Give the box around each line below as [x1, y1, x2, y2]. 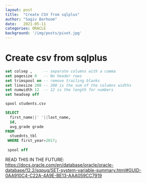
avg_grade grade [10, 124, 44, 129]
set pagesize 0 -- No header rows [5, 73, 82, 78]
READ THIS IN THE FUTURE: [5, 156, 64, 162]
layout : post [5, 7, 33, 13]
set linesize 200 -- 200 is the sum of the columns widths [5, 83, 132, 88]
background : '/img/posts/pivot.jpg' [5, 31, 82, 36]
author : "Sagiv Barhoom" [5, 17, 57, 22]
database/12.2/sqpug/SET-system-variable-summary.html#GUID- [5, 167, 142, 173]
